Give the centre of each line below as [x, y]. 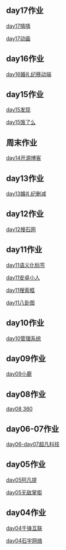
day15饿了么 [21, 122]
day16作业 [25, 59]
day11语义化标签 [26, 265]
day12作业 [25, 214]
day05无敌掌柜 [24, 492]
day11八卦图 [21, 302]
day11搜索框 [21, 290]
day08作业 [26, 394]
